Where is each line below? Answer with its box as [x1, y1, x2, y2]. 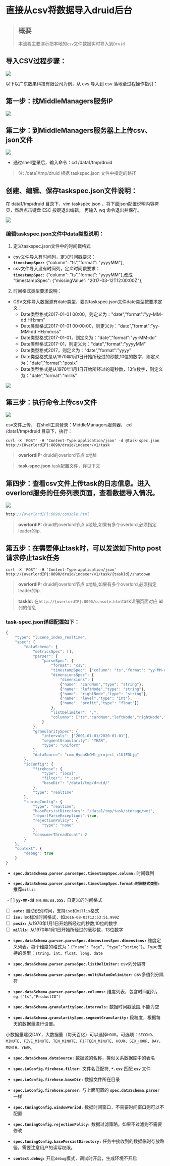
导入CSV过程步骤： [6, 57, 67, 66]
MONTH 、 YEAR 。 [6, 1044, 35, 1050]
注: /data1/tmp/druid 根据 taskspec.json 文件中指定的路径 [18, 170, 137, 176]
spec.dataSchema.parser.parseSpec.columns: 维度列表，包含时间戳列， [13, 989, 160, 995]
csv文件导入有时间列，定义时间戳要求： [13, 254, 96, 260]
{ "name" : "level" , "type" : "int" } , [60, 696, 133, 701]
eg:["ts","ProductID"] [13, 994, 61, 999]
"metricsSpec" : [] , [32, 649, 74, 654]
